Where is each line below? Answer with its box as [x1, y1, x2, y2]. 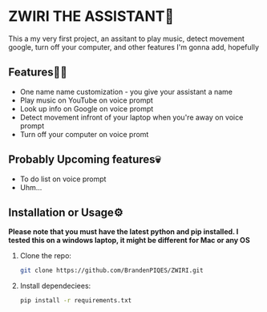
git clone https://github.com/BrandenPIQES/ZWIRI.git [19, 266, 204, 275]
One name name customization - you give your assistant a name [19, 87, 233, 96]
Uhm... [19, 182, 42, 192]
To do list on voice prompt [19, 174, 107, 184]
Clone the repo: [19, 251, 72, 261]
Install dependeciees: [19, 281, 91, 291]
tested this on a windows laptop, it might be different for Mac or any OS [8, 236, 250, 245]
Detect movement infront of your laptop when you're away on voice [19, 112, 244, 122]
